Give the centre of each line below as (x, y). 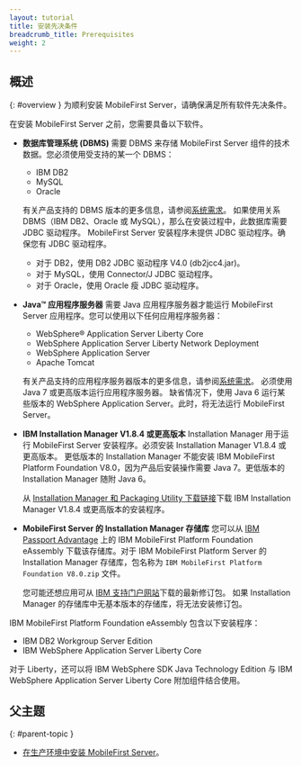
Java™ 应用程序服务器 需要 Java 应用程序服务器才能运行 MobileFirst (148, 305)
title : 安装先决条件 (44, 26)
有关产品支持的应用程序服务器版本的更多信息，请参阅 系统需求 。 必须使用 (157, 381)
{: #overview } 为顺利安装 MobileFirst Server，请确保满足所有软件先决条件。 (150, 105)
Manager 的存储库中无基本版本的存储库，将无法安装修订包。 (134, 604)
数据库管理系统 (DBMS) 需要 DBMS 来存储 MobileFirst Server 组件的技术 (156, 143)
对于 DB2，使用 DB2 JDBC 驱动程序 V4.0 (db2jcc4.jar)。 (140, 263)
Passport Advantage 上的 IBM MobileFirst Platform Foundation (137, 540)
